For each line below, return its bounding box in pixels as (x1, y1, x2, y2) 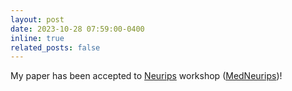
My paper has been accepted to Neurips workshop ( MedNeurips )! (10, 70, 283, 82)
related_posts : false (10, 42, 101, 53)
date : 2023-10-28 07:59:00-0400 (10, 24, 145, 34)
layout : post (10, 14, 65, 25)
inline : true (10, 33, 65, 43)
